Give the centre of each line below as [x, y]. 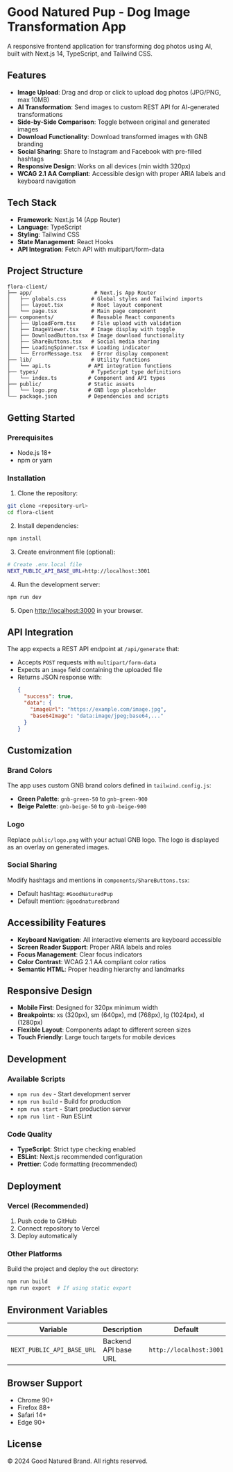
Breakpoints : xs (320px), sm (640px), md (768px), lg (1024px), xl [111, 1015]
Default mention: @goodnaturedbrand [68, 901]
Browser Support [45, 1383]
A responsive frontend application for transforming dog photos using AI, [110, 46]
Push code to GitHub [47, 1221]
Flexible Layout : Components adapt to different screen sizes [104, 1030]
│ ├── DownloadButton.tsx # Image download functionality [96, 336]
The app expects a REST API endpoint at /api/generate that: [93, 649]
